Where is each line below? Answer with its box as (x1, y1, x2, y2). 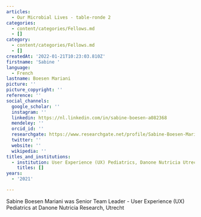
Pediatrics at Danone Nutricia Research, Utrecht (6, 204, 124, 211)
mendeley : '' (11, 120, 44, 126)
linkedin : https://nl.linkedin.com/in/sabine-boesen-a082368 (11, 114, 167, 120)
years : (6, 170, 23, 177)
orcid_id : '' (11, 126, 44, 132)
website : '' (11, 142, 42, 149)
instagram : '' (11, 109, 47, 115)
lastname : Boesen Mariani (6, 76, 71, 82)
